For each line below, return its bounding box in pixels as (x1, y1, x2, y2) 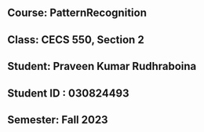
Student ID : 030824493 (7, 86, 130, 100)
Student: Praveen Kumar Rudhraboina (7, 60, 197, 73)
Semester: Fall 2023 (7, 113, 108, 126)
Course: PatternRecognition (7, 6, 147, 20)
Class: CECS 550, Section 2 (7, 33, 144, 46)
